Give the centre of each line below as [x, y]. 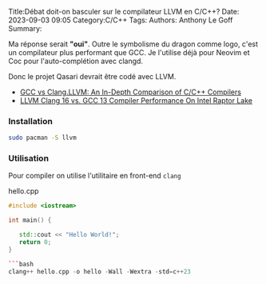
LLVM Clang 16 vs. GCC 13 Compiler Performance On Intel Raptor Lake [136, 100]
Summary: [25, 28]
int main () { [30, 220]
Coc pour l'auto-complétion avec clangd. [76, 61]
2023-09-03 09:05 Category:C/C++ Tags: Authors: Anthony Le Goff [121, 20]
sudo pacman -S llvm [43, 138]
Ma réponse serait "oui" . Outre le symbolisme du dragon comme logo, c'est [133, 44]
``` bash [21, 264]
